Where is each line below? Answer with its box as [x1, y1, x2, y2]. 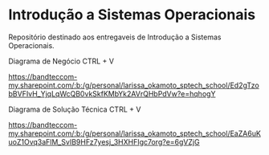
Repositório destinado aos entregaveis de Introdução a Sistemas [8, 32, 222, 42]
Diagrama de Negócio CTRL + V [8, 56, 115, 66]
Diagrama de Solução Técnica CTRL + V [8, 104, 141, 114]
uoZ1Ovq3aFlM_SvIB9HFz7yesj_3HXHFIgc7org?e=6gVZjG [8, 137, 200, 146]
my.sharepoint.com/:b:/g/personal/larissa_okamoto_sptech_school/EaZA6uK [8, 128, 261, 138]
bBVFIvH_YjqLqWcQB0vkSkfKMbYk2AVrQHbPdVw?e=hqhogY [8, 88, 216, 98]
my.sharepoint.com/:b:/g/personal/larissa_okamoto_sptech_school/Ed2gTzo [8, 80, 259, 90]
